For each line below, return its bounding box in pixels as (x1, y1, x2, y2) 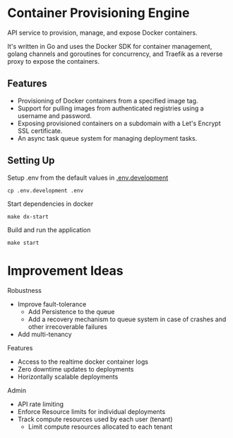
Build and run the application (7, 225, 91, 234)
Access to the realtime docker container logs (17, 357, 148, 366)
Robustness (7, 286, 42, 294)
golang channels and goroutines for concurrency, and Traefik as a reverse (7, 50, 223, 58)
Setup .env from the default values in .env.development (7, 173, 169, 182)
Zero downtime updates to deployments (17, 364, 134, 373)
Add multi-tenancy (17, 330, 72, 338)
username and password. (17, 111, 92, 120)
